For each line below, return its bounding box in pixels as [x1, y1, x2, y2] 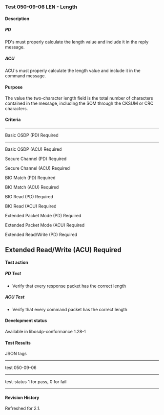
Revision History [5, 394, 40, 400]
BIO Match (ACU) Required [5, 184, 59, 190]
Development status [5, 318, 47, 323]
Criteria [5, 116, 21, 123]
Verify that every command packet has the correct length [12, 306, 128, 312]
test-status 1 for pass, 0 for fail [5, 379, 67, 385]
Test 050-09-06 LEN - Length [5, 3, 77, 10]
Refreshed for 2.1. [5, 405, 41, 412]
